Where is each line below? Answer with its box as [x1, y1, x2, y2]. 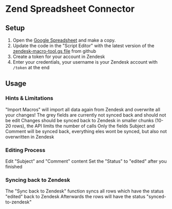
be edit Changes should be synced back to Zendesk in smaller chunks [5, 117, 154, 123]
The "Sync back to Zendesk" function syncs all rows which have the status [5, 188, 164, 194]
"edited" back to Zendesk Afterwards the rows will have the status [5, 194, 145, 200]
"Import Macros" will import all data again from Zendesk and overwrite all [5, 106, 161, 112]
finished [5, 163, 23, 169]
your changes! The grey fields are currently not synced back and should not [5, 111, 166, 118]
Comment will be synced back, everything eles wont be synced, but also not [5, 128, 167, 134]
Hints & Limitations [5, 94, 54, 102]
